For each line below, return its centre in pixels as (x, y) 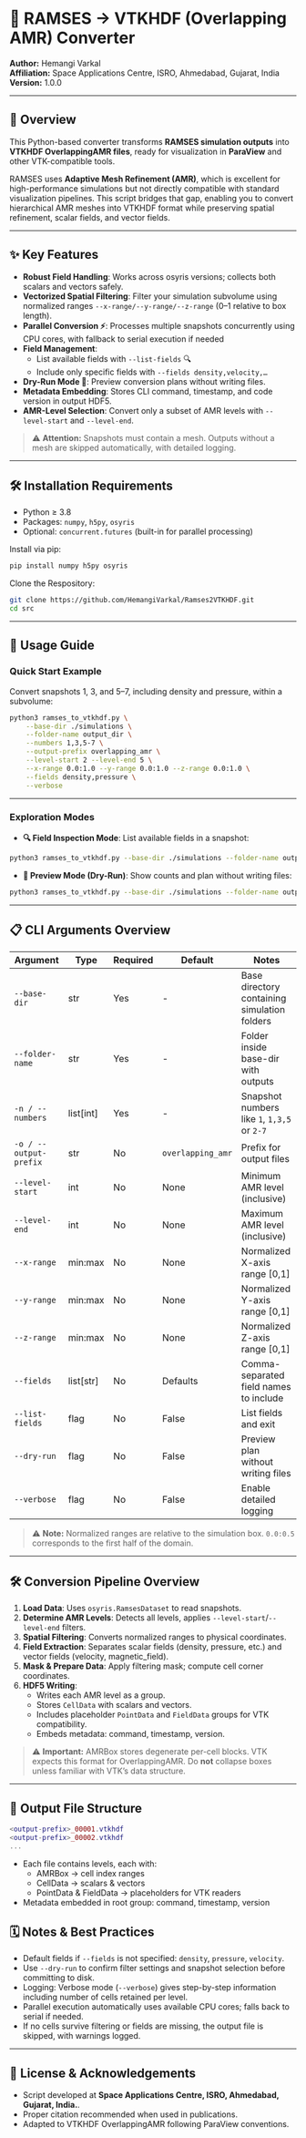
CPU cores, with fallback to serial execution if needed (123, 339)
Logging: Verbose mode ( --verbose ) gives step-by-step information (149, 1988)
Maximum (262, 1214)
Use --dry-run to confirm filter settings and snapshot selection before (154, 1968)
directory (260, 987)
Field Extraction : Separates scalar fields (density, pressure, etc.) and (152, 1647)
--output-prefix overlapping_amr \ (93, 752)
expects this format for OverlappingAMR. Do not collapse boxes (152, 1762)
